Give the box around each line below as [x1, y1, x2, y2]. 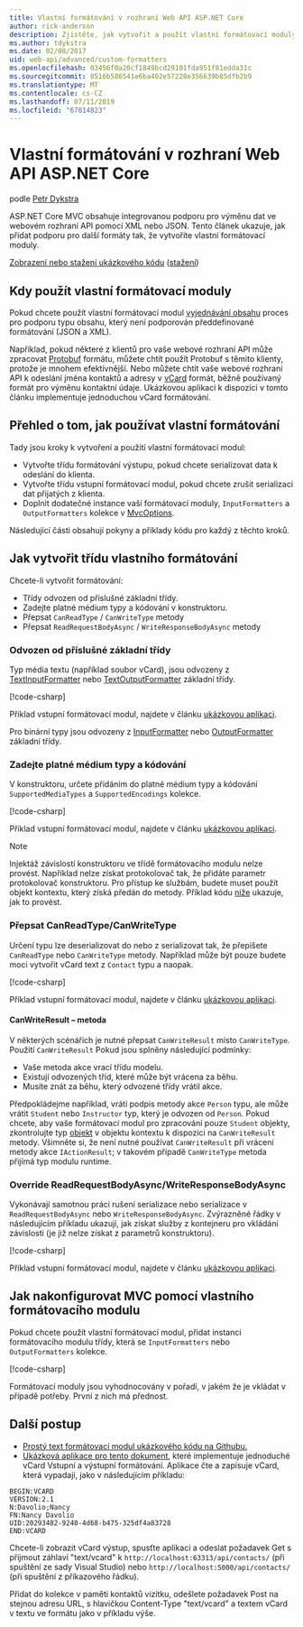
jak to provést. [9, 897, 63, 908]
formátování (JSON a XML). [9, 327, 112, 337]
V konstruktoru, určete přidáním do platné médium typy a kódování [9, 779, 258, 790]
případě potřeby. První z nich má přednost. [9, 1391, 169, 1401]
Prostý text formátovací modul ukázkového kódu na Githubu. [22, 1440, 248, 1451]
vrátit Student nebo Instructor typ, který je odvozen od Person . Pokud [9, 1107, 271, 1119]
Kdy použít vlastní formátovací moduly [9, 283, 232, 299]
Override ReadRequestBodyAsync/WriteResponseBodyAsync [9, 1179, 287, 1191]
